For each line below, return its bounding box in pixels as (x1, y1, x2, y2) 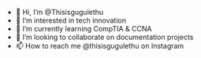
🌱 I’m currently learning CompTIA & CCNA (15, 24, 152, 33)
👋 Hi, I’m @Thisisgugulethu (15, 8, 104, 16)
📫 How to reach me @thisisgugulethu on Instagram (15, 42, 184, 50)
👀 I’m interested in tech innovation (15, 16, 126, 25)
